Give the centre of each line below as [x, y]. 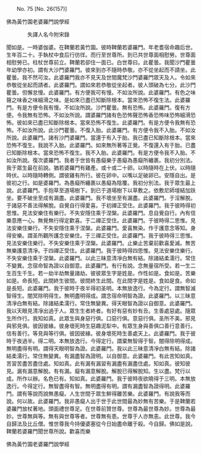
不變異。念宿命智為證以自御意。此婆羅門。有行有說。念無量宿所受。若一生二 [101, 266]
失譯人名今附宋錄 [48, 34]
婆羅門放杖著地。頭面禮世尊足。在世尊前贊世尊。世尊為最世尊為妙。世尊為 [98, 409]
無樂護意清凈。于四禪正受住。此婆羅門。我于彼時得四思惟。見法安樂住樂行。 [101, 251]
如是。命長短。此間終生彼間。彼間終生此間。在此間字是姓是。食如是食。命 [98, 281]
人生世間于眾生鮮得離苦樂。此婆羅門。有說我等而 [130, 394]
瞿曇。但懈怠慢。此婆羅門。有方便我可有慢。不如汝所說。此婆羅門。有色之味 [101, 92]
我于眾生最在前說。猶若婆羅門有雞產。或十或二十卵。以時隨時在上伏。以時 [98, 168]
